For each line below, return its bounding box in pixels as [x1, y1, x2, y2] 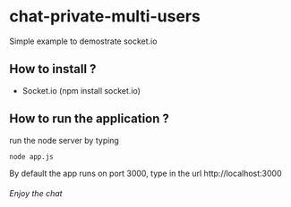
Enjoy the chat [9, 188, 63, 199]
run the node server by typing [9, 135, 119, 145]
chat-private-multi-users [9, 6, 201, 27]
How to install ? [9, 62, 97, 77]
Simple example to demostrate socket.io [9, 36, 158, 46]
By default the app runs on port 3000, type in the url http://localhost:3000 [9, 168, 282, 178]
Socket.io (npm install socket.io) [21, 85, 141, 95]
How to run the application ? [9, 112, 170, 127]
